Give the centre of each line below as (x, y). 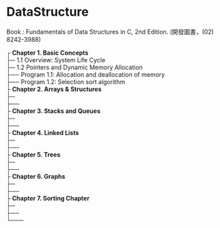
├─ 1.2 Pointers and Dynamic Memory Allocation (74, 67)
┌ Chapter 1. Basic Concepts (47, 53)
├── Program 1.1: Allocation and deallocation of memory (86, 74)
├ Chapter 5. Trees (33, 154)
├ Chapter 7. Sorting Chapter (48, 198)
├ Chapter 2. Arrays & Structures (54, 89)
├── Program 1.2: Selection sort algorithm (66, 81)
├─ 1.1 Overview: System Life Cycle (56, 60)
